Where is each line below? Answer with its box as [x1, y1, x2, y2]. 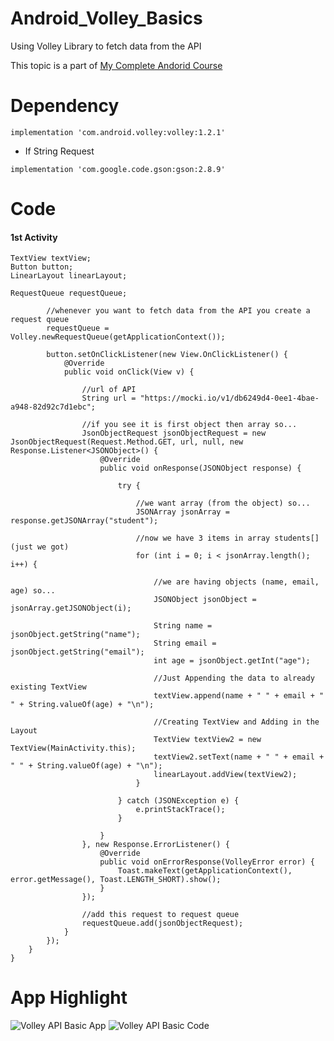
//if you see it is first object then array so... [81, 420, 298, 430]
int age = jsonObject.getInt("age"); [153, 656, 311, 666]
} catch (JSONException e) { [117, 796, 240, 806]
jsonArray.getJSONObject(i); [10, 603, 132, 614]
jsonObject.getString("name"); [10, 630, 141, 640]
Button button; [10, 262, 74, 272]
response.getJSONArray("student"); [10, 516, 159, 526]
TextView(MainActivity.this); [10, 743, 137, 754]
